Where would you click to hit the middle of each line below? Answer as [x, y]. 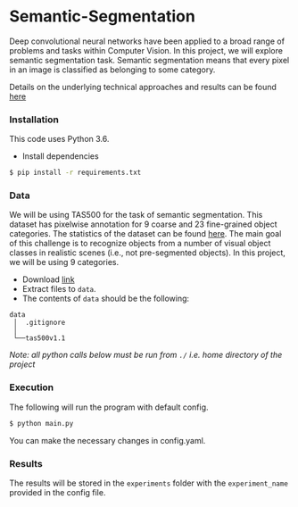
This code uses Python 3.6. [59, 139]
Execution [32, 387]
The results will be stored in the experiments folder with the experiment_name [149, 483]
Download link [48, 279]
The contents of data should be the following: [106, 299]
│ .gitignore [39, 323]
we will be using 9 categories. [64, 262]
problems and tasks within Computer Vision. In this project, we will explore [146, 50]
